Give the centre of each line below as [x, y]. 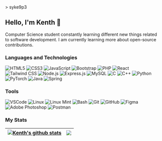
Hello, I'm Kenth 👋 [33, 22]
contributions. [19, 45]
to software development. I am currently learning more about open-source [81, 39]
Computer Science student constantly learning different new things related [81, 34]
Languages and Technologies [41, 57]
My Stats [16, 120]
